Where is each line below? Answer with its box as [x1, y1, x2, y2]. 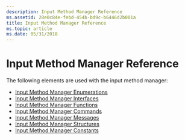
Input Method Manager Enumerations [14, 88, 108, 96]
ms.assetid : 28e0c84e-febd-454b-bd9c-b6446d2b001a [6, 14, 136, 20]
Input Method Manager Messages [14, 114, 99, 121]
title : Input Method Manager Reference [6, 20, 107, 26]
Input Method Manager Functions [14, 102, 98, 109]
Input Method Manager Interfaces [14, 95, 99, 102]
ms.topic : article [6, 25, 52, 32]
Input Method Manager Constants [14, 127, 99, 134]
